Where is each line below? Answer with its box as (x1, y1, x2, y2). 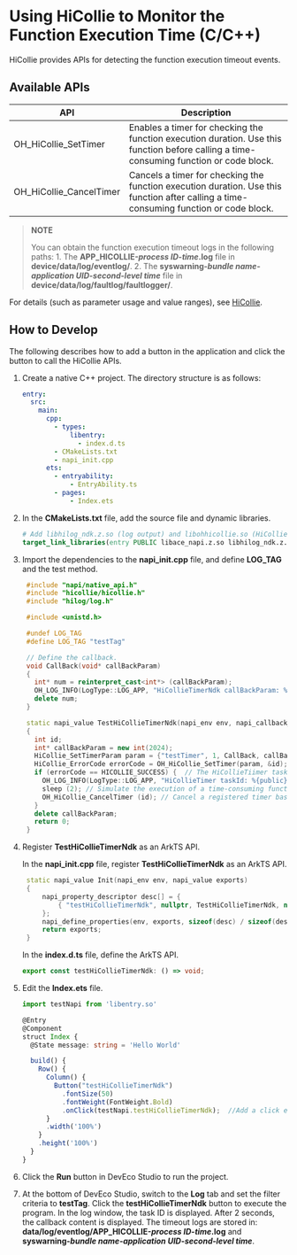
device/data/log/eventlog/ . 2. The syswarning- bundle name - (30, 260, 261, 271)
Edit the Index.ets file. (21, 983, 103, 994)
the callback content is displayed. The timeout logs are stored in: (21, 1216, 258, 1228)
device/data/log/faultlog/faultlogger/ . (30, 279, 173, 290)
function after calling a (128, 190, 223, 203)
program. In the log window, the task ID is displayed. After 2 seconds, (21, 1207, 276, 1218)
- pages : (54, 489, 87, 498)
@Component (21, 1024, 63, 1033)
